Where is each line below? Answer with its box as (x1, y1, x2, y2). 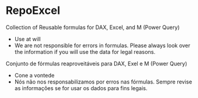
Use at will (14, 35, 41, 42)
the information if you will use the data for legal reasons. (14, 48, 156, 55)
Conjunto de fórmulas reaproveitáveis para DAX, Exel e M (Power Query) (5, 60, 188, 67)
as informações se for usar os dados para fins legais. (14, 84, 148, 91)
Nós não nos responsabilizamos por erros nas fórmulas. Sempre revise (14, 78, 193, 85)
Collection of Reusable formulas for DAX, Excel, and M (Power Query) (5, 24, 180, 31)
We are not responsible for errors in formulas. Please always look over (14, 42, 191, 49)
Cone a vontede (14, 71, 55, 79)
